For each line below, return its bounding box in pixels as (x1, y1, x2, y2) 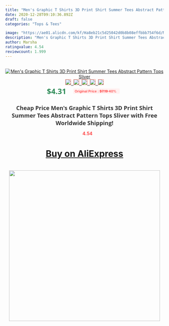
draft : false (5, 17, 33, 22)
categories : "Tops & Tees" (5, 21, 62, 27)
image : (5, 31, 19, 36)
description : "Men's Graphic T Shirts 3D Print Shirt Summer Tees (5, 35, 147, 40)
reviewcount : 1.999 (5, 49, 46, 54)
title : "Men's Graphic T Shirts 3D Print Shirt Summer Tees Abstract (5, 7, 154, 13)
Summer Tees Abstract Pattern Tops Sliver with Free (12, 111, 157, 120)
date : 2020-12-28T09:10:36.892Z (5, 12, 73, 17)
